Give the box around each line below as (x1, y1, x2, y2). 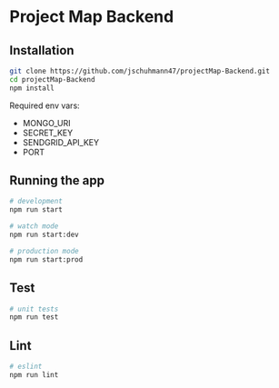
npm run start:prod (9, 254, 84, 264)
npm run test (9, 313, 59, 322)
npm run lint (9, 370, 59, 379)
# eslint (9, 362, 43, 372)
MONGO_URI (22, 117, 71, 128)
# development (9, 197, 64, 206)
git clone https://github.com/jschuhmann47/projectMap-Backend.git (9, 66, 271, 75)
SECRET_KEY (22, 127, 74, 138)
